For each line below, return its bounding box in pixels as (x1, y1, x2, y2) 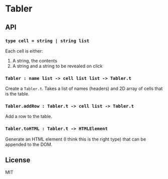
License (5, 156, 31, 164)
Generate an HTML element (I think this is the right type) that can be (5, 136, 146, 142)
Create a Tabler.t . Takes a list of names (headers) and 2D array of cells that (5, 85, 163, 91)
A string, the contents (12, 57, 58, 63)
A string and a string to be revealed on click (12, 63, 103, 69)
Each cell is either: (5, 48, 43, 54)
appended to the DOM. (5, 141, 53, 147)
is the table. (5, 91, 30, 97)
